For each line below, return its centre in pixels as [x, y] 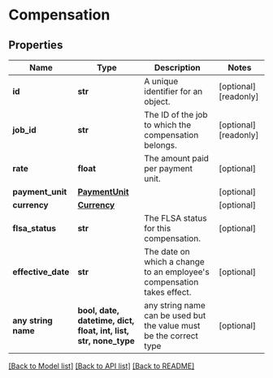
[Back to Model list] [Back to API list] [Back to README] [102, 366]
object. [157, 101]
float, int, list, [104, 331]
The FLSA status [175, 218]
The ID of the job [176, 115]
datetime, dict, [106, 320]
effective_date [41, 272]
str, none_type [106, 341]
